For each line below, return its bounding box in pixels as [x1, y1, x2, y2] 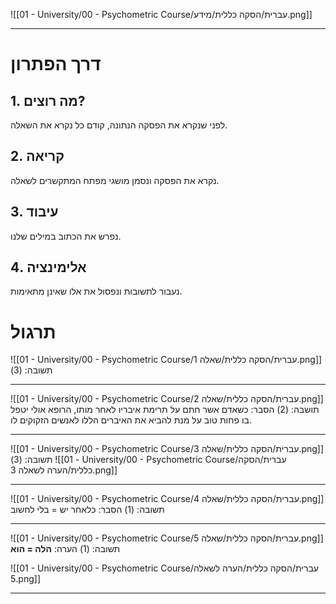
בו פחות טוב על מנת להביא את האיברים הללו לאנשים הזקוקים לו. [10, 414, 252, 426]
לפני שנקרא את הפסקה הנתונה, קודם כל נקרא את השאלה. [10, 119, 228, 131]
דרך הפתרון [10, 53, 102, 76]
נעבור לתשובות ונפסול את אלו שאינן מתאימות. [10, 285, 183, 298]
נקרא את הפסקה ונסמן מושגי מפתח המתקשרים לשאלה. [10, 174, 220, 186]
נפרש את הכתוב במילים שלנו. [10, 230, 122, 242]
